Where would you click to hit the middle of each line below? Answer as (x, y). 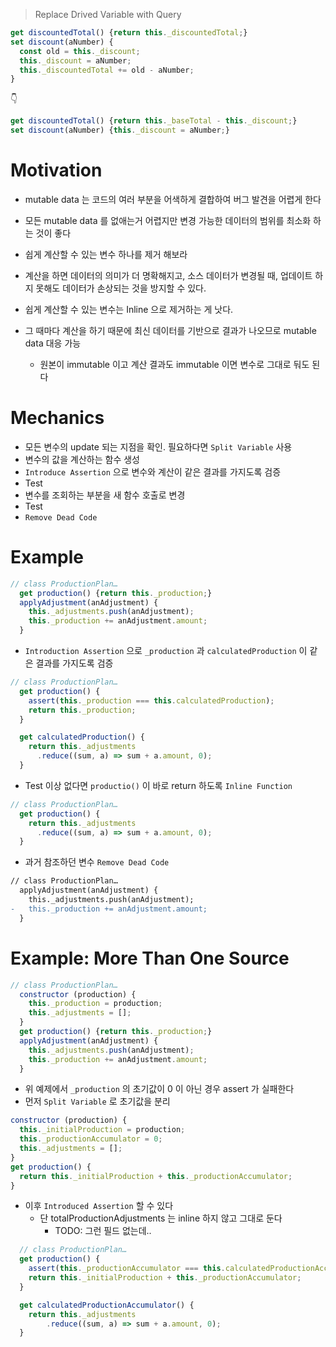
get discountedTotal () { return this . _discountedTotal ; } (129, 33)
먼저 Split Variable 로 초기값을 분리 (97, 1101)
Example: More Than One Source (150, 958)
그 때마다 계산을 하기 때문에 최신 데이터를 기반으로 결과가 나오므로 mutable (170, 330)
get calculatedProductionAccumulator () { (107, 1305)
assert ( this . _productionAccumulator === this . (127, 1269)
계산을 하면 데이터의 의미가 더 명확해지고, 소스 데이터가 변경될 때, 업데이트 (168, 275)
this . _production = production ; (95, 1004)
